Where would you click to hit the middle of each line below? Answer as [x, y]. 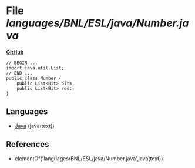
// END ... [19, 73]
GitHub [15, 52]
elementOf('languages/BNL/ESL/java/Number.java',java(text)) [89, 158]
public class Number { [34, 78]
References [28, 144]
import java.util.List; [35, 68]
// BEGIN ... [22, 63]
